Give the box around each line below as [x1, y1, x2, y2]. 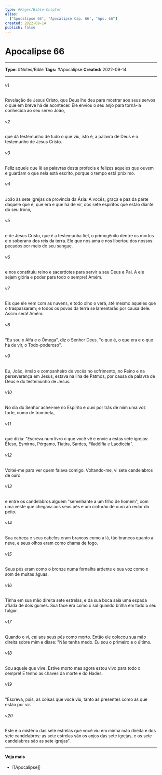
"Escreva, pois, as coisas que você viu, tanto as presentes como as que [5, 696, 148, 702]
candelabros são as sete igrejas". [5, 738, 71, 744]
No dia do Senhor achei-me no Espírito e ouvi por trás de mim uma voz [5, 404, 146, 410]
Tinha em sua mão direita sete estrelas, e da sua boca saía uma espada [5, 597, 147, 603]
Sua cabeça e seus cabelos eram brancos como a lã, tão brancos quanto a [5, 534, 154, 541]
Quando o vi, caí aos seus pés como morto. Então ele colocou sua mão [5, 634, 146, 640]
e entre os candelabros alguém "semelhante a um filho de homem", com [5, 498, 148, 504]
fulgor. [5, 608, 18, 614]
